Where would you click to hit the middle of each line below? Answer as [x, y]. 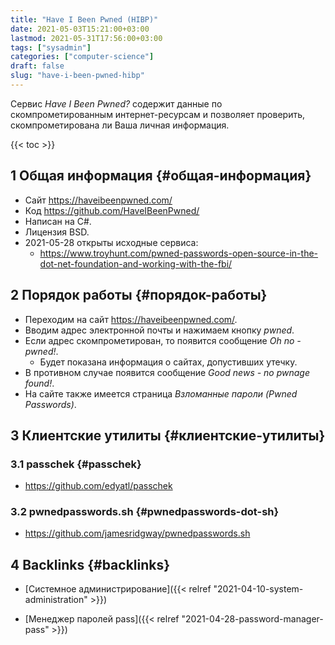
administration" [56, 600]
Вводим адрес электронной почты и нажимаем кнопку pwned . [159, 330]
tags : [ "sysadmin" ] [51, 47]
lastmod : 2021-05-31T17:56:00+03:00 [86, 38]
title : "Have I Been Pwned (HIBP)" [84, 19]
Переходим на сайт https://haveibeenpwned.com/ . [131, 319]
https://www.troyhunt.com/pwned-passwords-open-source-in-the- [179, 253]
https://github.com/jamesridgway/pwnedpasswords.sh [137, 533]
